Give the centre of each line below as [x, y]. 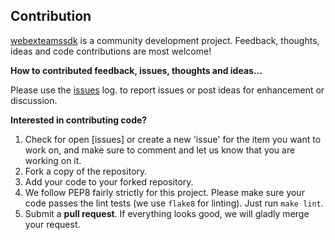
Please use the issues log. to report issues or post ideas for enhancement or [167, 90]
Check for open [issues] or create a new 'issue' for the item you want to [173, 139]
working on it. [53, 160]
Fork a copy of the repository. [86, 171]
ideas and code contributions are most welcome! [111, 51]
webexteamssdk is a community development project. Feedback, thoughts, [165, 40]
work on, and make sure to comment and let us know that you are [160, 150]
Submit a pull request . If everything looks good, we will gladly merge [167, 213]
